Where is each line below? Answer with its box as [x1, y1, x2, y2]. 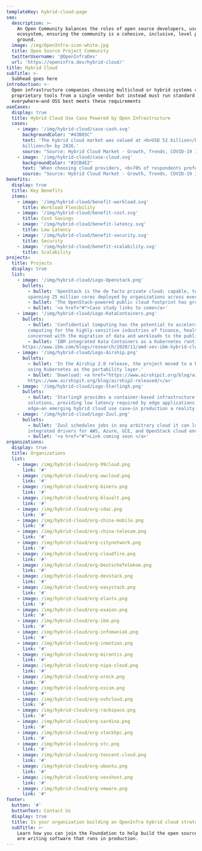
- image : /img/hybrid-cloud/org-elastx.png [17, 596, 128, 602]
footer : [6, 797, 26, 803]
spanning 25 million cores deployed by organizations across [28, 294, 185, 300]
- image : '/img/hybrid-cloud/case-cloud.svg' [17, 154, 133, 160]
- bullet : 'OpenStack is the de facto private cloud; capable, [28, 288, 189, 294]
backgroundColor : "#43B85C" [22, 132, 93, 138]
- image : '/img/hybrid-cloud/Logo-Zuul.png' [17, 411, 130, 417]
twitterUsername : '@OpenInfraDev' [11, 53, 98, 59]
